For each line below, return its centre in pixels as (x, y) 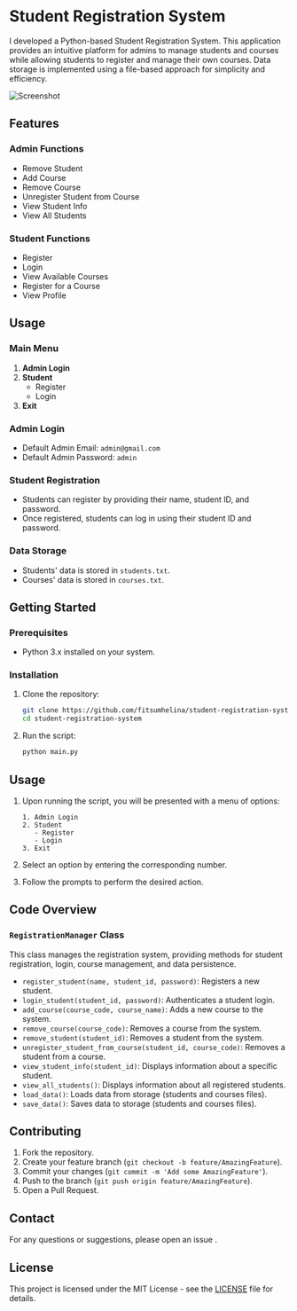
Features (34, 124)
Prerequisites (39, 632)
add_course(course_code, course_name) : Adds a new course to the (143, 1009)
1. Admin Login (50, 817)
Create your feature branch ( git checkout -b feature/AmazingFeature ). (152, 1162)
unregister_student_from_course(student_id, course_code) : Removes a (153, 1047)
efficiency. (28, 78)
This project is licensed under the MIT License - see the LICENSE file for (141, 1289)
